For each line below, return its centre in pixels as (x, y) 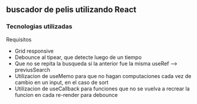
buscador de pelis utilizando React (71, 10)
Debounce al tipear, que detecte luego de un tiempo (78, 57)
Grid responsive (34, 51)
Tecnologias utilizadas (39, 27)
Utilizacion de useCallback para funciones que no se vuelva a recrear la (102, 89)
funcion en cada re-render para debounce (66, 95)
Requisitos (19, 39)
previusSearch (32, 70)
